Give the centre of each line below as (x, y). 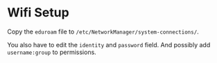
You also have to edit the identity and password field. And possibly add (109, 45)
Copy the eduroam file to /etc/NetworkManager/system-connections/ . (103, 32)
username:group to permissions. (52, 52)
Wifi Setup (38, 13)
